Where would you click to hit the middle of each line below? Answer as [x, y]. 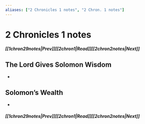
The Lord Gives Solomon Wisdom [58, 65]
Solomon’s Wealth [34, 93]
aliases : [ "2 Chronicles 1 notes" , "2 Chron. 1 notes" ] [65, 10]
